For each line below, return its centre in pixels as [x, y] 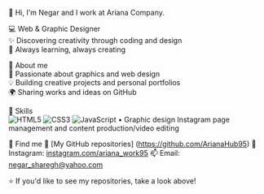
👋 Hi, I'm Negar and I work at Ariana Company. [87, 13]
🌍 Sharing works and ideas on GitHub [73, 92]
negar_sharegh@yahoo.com [56, 165]
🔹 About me [28, 65]
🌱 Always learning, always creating [67, 50]
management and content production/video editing [94, 128]
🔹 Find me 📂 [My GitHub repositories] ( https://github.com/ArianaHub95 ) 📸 [132, 144]
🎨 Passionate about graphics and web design [84, 74]
